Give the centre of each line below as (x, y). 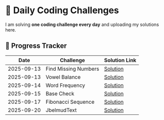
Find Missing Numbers (72, 69)
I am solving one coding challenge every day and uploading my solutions (82, 24)
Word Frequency (65, 85)
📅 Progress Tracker (36, 46)
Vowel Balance (63, 77)
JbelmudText (61, 110)
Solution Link (120, 60)
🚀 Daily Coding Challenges (62, 10)
